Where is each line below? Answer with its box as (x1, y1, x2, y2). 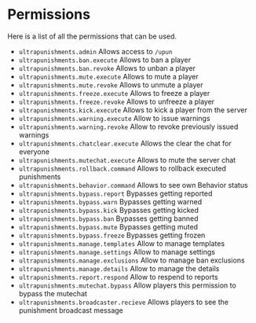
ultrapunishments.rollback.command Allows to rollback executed (18, 163, 227, 173)
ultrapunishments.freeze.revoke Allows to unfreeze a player (18, 97, 215, 106)
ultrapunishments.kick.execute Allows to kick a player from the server (18, 105, 248, 115)
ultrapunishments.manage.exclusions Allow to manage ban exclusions (18, 255, 245, 265)
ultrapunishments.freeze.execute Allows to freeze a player (18, 88, 210, 97)
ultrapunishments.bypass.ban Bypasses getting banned (18, 214, 199, 223)
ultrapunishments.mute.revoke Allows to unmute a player (18, 80, 203, 90)
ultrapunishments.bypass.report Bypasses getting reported (18, 189, 213, 198)
